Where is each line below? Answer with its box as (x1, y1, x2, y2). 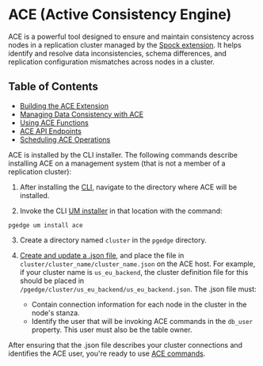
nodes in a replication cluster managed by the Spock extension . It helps (8, 40, 242, 49)
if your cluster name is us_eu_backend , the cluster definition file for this (19, 267, 249, 276)
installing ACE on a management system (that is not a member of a (8, 158, 226, 168)
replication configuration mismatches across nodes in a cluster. (8, 57, 215, 67)
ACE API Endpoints (19, 126, 82, 135)
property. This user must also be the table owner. (31, 325, 192, 334)
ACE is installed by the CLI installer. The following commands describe (8, 150, 238, 159)
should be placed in (19, 276, 85, 285)
